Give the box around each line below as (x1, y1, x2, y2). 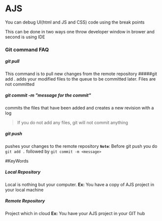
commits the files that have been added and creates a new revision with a (5, 105, 154, 110)
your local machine (5, 187, 44, 193)
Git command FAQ (5, 46, 49, 53)
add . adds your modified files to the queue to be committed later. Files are (5, 76, 156, 82)
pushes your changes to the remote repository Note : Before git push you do (5, 143, 158, 149)
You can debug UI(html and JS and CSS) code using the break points (5, 19, 145, 25)
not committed (5, 81, 35, 87)
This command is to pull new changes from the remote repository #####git (5, 71, 157, 77)
